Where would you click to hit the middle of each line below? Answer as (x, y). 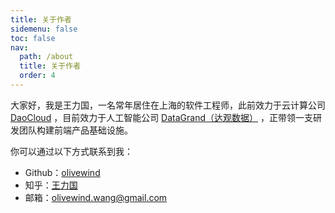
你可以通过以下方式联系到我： (71, 151)
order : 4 (37, 76)
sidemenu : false (44, 29)
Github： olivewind (62, 172)
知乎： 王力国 (51, 185)
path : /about (46, 57)
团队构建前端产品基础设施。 (75, 130)
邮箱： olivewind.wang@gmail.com (96, 197)
